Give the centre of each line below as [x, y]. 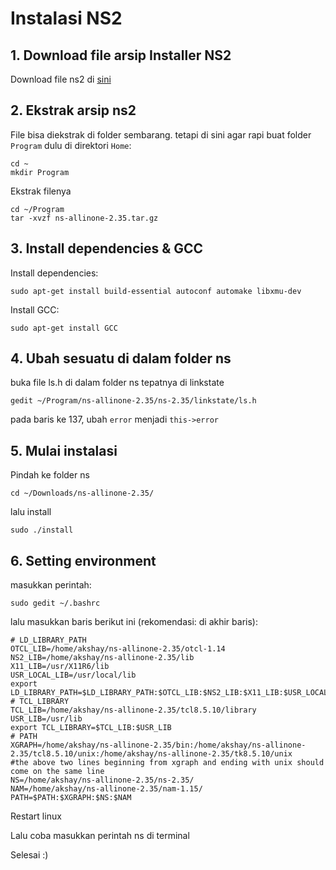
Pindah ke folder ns [50, 475]
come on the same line [57, 772]
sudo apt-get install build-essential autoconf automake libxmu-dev [156, 291]
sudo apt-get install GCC [64, 328]
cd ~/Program [37, 209]
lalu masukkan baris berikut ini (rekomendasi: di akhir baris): [134, 622]
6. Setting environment [83, 560]
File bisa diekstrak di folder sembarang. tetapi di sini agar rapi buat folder [161, 134]
